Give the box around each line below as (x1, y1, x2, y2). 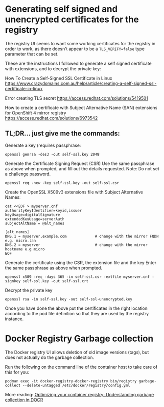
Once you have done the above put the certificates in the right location (5, 305, 148, 311)
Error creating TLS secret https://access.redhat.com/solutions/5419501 (5, 95, 148, 101)
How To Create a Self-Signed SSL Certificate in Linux (5, 75, 113, 81)
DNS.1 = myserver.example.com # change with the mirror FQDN (5, 234, 159, 239)
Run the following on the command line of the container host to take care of (5, 364, 158, 370)
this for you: (5, 369, 29, 375)
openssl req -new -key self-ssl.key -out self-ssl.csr (5, 180, 119, 185)
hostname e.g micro (5, 246, 45, 251)
